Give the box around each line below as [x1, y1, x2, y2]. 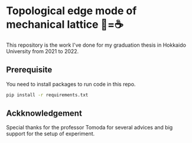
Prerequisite [6, 65, 53, 75]
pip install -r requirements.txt [6, 92, 89, 98]
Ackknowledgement [6, 108, 83, 119]
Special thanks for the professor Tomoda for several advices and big [6, 124, 173, 131]
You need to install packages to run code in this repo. [6, 80, 136, 87]
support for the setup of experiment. [6, 130, 95, 137]
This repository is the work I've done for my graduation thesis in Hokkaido [6, 41, 186, 48]
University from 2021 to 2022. [6, 47, 79, 54]
